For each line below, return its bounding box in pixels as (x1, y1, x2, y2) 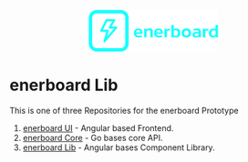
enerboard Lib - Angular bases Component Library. (22, 142, 216, 153)
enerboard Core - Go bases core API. (22, 132, 163, 143)
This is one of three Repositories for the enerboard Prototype (9, 105, 239, 116)
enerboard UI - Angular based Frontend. (22, 122, 174, 133)
